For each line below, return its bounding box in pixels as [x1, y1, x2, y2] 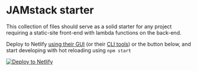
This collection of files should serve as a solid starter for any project [6, 23, 172, 30]
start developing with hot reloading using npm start [6, 46, 131, 53]
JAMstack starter [6, 4, 94, 17]
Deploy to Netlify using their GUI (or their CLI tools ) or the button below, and [6, 40, 191, 48]
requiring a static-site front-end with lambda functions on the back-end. [6, 29, 182, 36]
